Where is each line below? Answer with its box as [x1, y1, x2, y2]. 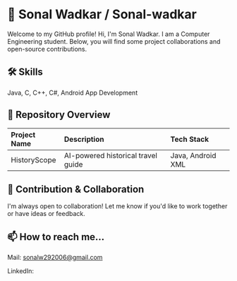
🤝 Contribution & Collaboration [7, 183, 145, 195]
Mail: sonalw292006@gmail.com [7, 253, 103, 262]
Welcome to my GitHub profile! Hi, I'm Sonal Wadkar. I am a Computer [7, 30, 210, 38]
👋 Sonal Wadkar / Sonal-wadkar [7, 6, 197, 23]
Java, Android [170, 150, 217, 160]
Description [63, 134, 104, 144]
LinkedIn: [7, 267, 34, 275]
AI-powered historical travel [63, 150, 157, 160]
